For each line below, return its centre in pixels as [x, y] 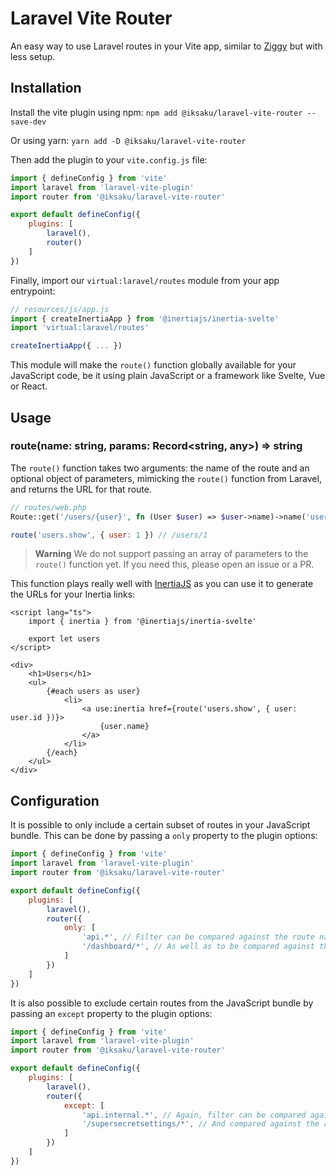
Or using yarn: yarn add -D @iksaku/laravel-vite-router [128, 140]
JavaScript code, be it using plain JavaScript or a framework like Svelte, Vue [168, 376]
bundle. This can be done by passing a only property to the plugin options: [164, 836]
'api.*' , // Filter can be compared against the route [198, 937]
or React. [29, 386]
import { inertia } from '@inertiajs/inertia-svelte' [142, 622]
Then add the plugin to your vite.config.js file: [109, 159]
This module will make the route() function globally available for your [153, 365]
